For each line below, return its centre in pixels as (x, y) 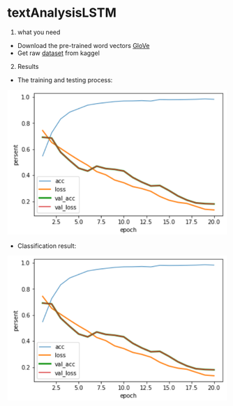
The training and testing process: (65, 80)
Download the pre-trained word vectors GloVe (83, 45)
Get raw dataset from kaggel (58, 53)
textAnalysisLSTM (62, 13)
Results (28, 66)
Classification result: (47, 246)
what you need (39, 32)
